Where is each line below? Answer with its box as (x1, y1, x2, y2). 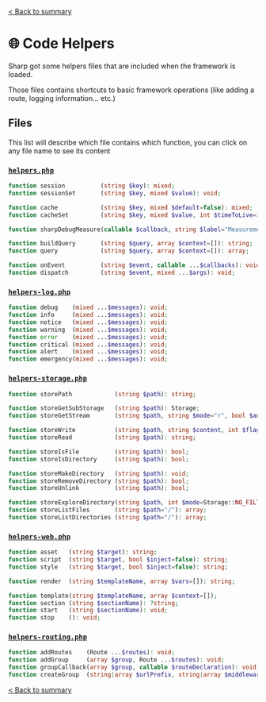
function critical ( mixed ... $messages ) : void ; (8, 341, 169, 349)
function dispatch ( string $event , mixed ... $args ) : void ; (8, 269, 236, 277)
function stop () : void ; (8, 614, 101, 622)
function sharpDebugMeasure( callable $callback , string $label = (8, 226, 225, 233)
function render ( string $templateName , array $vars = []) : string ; (8, 577, 236, 585)
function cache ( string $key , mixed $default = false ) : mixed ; (8, 203, 253, 211)
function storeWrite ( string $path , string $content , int (8, 426, 239, 434)
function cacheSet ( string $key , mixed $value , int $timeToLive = (8, 210, 257, 219)
